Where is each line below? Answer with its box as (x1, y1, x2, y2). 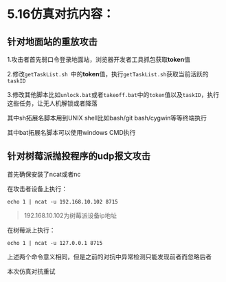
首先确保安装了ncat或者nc (7, 170, 81, 178)
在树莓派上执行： (7, 226, 56, 234)
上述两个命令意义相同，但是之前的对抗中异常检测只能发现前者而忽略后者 (7, 252, 212, 261)
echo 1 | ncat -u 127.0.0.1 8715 (7, 239, 103, 246)
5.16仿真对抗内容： (7, 6, 115, 22)
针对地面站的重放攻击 (7, 36, 98, 47)
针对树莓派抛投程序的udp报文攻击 (7, 151, 151, 162)
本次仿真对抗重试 (7, 267, 56, 275)
